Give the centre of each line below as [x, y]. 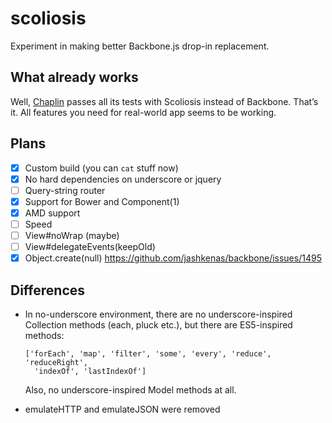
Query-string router [65, 190]
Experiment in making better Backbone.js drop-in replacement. [140, 46]
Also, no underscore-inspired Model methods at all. [130, 389]
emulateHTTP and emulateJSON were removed [122, 409]
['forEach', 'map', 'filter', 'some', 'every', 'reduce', [148, 353]
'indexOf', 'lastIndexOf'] [90, 371]
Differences [48, 290]
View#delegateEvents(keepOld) [90, 246]
